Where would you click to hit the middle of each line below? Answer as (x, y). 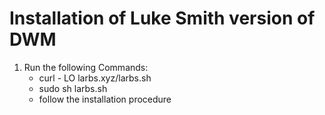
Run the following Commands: (86, 67)
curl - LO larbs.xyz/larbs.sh (95, 78)
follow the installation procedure (105, 99)
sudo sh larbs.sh (73, 88)
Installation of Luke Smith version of (162, 18)
